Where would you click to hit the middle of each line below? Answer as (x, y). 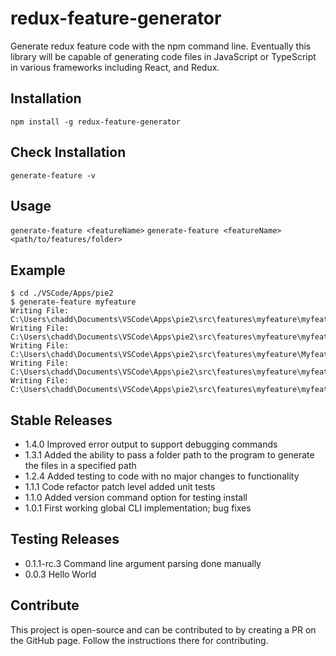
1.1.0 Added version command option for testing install (136, 497)
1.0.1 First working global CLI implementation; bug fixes (138, 508)
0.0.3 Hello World (60, 574)
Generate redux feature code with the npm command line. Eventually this (161, 46)
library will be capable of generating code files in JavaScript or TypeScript (163, 56)
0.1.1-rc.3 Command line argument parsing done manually (143, 563)
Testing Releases (65, 539)
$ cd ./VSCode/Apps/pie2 (62, 293)
